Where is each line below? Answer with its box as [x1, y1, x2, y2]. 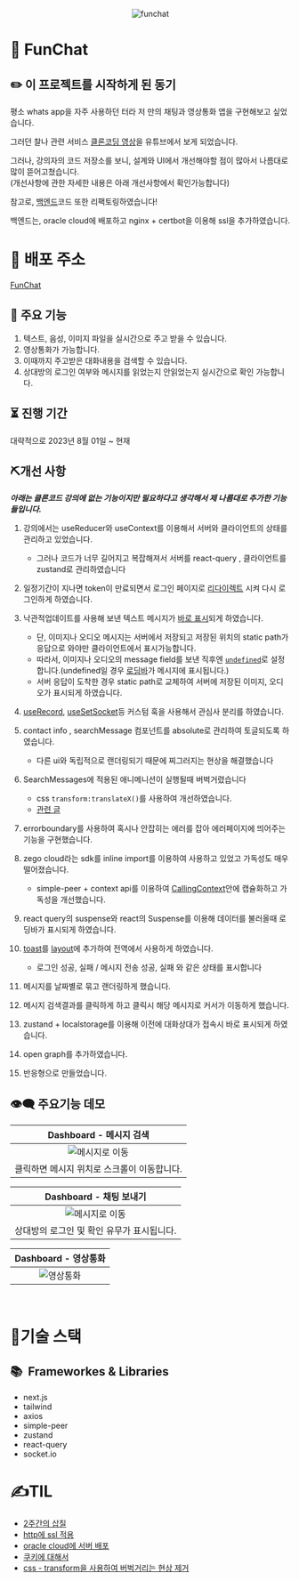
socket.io [22, 1448, 57, 1459]
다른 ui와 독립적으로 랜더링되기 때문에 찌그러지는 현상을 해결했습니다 [36, 755, 274, 766]
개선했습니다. [60, 894, 106, 905]
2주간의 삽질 [22, 1518, 67, 1529]
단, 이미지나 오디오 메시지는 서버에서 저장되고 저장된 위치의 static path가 [36, 632, 289, 642]
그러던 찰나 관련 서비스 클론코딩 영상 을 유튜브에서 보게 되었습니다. [10, 136, 238, 147]
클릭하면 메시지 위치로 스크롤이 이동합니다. [14, 1163, 183, 1175]
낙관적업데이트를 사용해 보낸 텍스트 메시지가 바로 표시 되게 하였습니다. [22, 613, 263, 624]
